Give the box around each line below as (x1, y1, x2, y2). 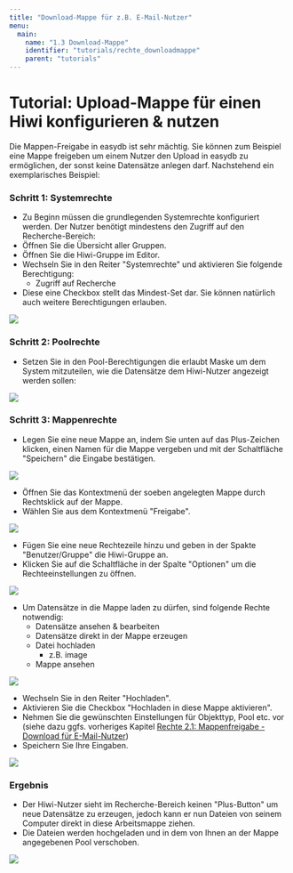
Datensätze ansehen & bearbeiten (35, 620, 160, 632)
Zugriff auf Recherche (35, 278, 116, 289)
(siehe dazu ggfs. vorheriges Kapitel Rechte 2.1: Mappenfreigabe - (21, 721, 265, 732)
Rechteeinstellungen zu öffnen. (21, 568, 137, 578)
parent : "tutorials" (25, 54, 101, 63)
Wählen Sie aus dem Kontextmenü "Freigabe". (21, 505, 191, 516)
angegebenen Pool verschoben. (21, 837, 139, 848)
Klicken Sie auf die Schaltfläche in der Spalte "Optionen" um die (21, 558, 257, 570)
